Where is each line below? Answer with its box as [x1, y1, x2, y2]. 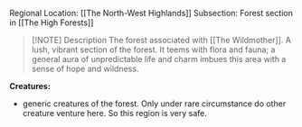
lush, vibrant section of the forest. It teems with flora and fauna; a [31, 44, 276, 55]
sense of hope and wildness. [31, 63, 139, 74]
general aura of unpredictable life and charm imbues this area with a [31, 54, 287, 64]
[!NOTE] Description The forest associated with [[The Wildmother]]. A [31, 35, 292, 45]
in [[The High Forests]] [9, 17, 94, 28]
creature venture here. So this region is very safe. [22, 108, 208, 118]
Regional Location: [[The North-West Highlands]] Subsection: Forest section [9, 8, 294, 18]
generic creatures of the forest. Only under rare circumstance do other [22, 98, 287, 109]
